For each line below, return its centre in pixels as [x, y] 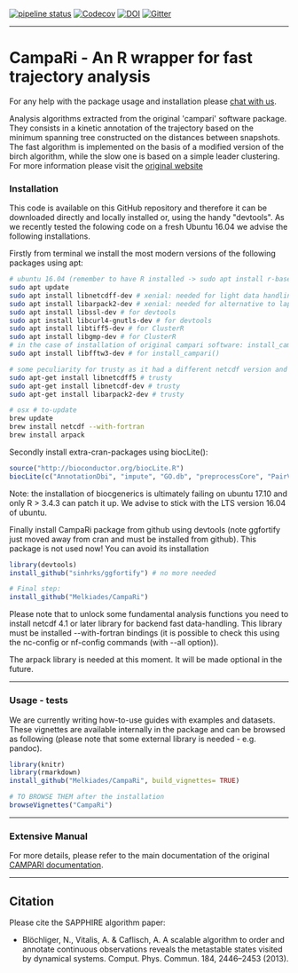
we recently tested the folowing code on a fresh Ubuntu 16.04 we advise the [149, 227]
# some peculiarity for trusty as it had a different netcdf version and [149, 369]
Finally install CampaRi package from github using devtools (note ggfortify [145, 529]
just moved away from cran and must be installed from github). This [133, 539]
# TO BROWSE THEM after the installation [87, 797]
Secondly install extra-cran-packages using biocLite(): [109, 452]
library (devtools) [43, 565]
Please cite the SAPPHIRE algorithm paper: [87, 922]
